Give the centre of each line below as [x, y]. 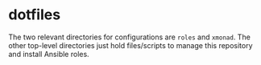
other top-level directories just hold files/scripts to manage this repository [130, 45]
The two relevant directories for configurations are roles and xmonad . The [130, 37]
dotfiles [35, 15]
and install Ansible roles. [49, 54]
